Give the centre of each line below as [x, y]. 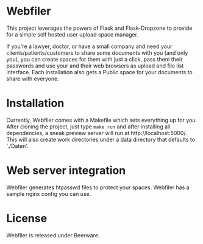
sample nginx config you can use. [49, 193]
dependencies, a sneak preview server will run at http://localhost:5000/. [97, 133]
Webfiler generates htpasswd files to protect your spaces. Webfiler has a [98, 187]
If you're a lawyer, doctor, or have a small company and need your [89, 46]
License [27, 218]
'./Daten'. [18, 146]
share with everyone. [33, 78]
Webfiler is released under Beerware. [53, 235]
